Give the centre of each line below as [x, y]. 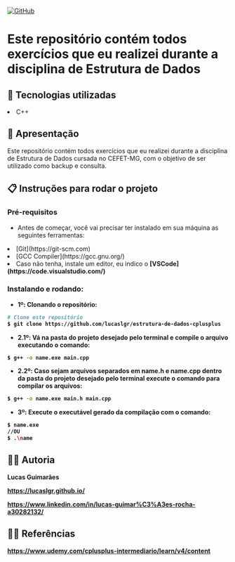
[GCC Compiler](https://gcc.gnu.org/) [70, 256]
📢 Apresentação [43, 134]
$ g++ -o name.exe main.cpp [48, 358]
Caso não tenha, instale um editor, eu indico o [82, 263]
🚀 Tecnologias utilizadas [62, 95]
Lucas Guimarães [33, 477]
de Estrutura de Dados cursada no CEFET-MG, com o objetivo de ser [107, 158]
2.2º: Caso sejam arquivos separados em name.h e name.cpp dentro [120, 371]
